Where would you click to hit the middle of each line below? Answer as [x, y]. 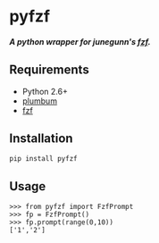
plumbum [40, 101]
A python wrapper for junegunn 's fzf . [80, 41]
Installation [41, 138]
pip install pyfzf [43, 159]
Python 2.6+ [45, 91]
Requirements [49, 70]
